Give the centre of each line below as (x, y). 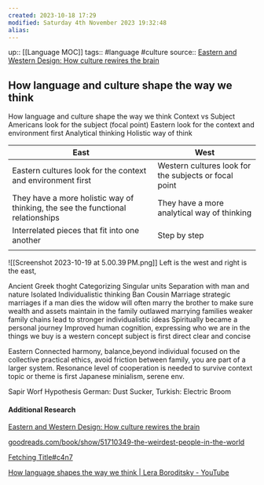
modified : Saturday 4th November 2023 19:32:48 (88, 23)
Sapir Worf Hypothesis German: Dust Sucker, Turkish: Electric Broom (120, 392)
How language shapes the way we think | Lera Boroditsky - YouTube (119, 472)
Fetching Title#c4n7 (40, 458)
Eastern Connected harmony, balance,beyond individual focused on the (124, 352)
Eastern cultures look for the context (79, 171)
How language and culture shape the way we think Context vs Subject (122, 117)
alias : (19, 30)
